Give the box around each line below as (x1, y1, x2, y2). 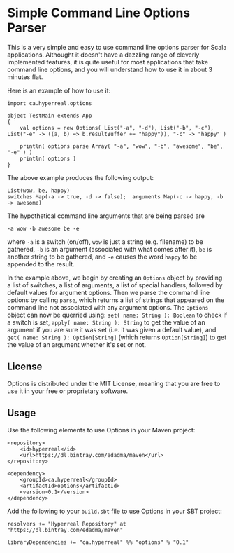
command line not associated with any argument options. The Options (7, 303, 209, 311)
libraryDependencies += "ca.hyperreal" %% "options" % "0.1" (7, 538, 189, 546)
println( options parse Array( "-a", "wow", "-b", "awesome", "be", (20, 142, 224, 150)
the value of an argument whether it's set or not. (7, 340, 147, 348)
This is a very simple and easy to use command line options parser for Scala (7, 43, 227, 51)
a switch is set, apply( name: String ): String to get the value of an (7, 318, 206, 327)
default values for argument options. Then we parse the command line (7, 288, 210, 296)
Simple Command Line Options (7, 5, 191, 21)
